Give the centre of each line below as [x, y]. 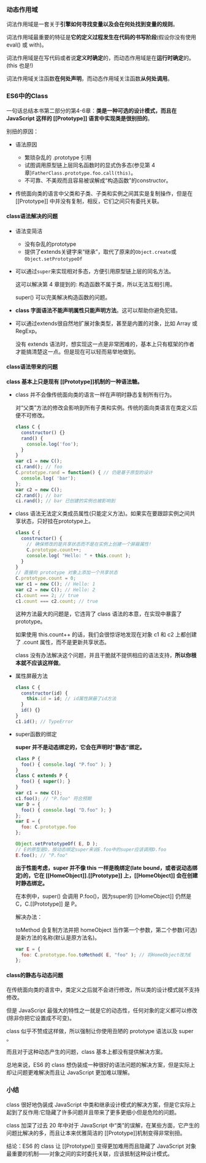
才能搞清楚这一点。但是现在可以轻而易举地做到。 [77, 351]
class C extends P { [41, 776]
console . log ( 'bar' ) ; [49, 478]
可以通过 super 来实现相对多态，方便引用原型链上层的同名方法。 [95, 271]
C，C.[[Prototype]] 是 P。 [48, 904]
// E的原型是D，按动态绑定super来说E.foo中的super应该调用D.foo [91, 849]
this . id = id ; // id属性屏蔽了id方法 [71, 699]
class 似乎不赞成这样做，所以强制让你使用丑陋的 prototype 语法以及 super [100, 1031]
